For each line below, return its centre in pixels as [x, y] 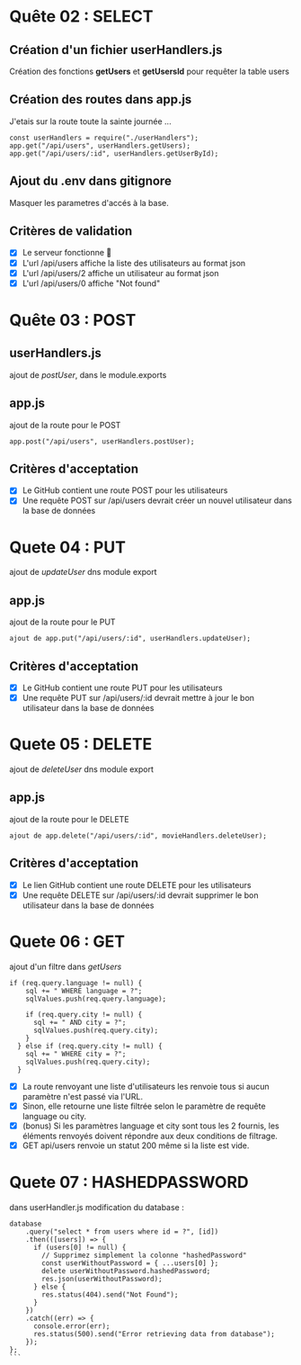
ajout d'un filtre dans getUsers [66, 966]
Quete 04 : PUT [67, 547]
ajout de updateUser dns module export [83, 572]
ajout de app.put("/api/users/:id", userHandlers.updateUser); [130, 639]
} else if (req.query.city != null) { [90, 1046]
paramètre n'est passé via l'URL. [83, 1096]
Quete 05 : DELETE [81, 745]
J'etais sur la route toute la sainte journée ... [91, 121]
